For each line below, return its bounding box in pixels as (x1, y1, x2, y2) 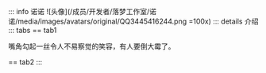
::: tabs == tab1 (8, 26, 57, 35)
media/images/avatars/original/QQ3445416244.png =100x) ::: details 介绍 (17, 16, 259, 26)
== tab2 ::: (8, 57, 43, 67)
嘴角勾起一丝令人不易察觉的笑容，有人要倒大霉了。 (8, 42, 175, 51)
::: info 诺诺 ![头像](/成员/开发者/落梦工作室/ (8, 7, 150, 16)
